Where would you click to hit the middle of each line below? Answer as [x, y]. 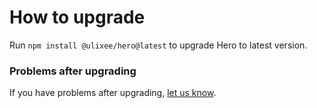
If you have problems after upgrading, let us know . [113, 93]
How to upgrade [77, 17]
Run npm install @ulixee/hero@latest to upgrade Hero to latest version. [158, 45]
